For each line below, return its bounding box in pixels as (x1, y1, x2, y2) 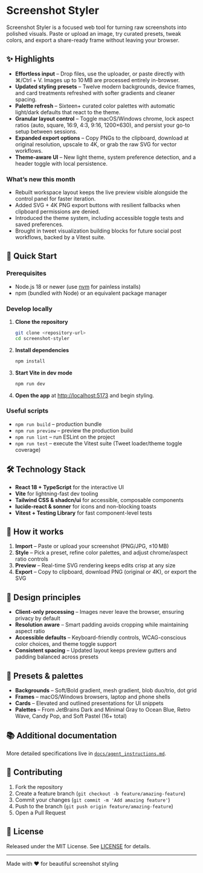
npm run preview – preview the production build (14, 427, 133, 434)
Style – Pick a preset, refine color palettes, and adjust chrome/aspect (14, 549, 188, 556)
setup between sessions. (14, 127, 77, 135)
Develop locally (6, 304, 53, 313)
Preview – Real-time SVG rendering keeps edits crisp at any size (14, 562, 176, 569)
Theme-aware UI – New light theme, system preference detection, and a (14, 153, 196, 161)
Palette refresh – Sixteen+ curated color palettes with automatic (14, 102, 175, 109)
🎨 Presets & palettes (6, 671, 83, 681)
